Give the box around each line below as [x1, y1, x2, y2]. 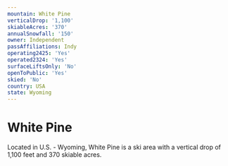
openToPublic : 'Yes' [7, 69, 68, 76]
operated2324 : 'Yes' [7, 57, 68, 64]
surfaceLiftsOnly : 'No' [7, 63, 77, 70]
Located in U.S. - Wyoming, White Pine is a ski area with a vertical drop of [7, 143, 222, 152]
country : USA [7, 83, 46, 90]
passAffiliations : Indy [7, 43, 77, 50]
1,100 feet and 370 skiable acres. [7, 150, 102, 159]
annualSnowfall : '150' [7, 30, 74, 37]
